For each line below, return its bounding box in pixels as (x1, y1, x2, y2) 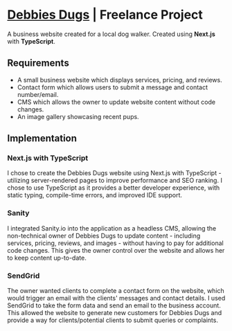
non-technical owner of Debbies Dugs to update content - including (7, 231, 201, 240)
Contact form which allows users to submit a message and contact (17, 83, 208, 91)
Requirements (7, 57, 69, 69)
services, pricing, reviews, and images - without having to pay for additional (7, 239, 224, 247)
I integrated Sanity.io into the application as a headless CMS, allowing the (7, 224, 217, 232)
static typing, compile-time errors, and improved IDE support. (7, 191, 182, 199)
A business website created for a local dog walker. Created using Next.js (7, 30, 216, 38)
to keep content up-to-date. (7, 253, 87, 262)
